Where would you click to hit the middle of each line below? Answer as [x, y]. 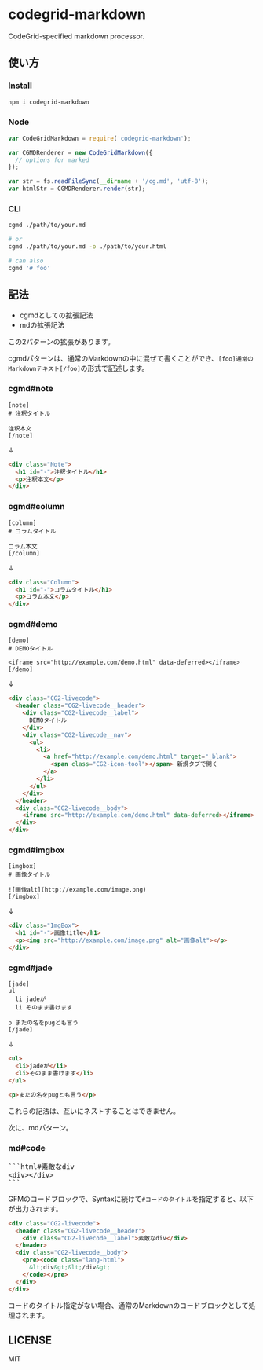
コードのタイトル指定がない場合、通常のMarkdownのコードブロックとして [128, 1305]
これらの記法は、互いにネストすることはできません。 [94, 1111]
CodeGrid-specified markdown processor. [77, 36]
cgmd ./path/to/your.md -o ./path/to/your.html [88, 247]
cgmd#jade [30, 968]
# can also [26, 261]
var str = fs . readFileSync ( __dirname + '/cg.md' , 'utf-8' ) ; [109, 181]
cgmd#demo [33, 625]
